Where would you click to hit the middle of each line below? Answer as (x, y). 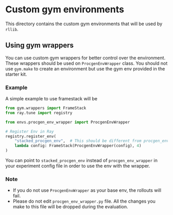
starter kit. (16, 74)
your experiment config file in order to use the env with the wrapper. (78, 166)
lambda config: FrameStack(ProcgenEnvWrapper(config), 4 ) (78, 146)
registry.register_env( (31, 136)
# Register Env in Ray (30, 131)
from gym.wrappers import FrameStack (46, 108)
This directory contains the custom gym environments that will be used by (84, 24)
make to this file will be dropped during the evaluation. (71, 207)
